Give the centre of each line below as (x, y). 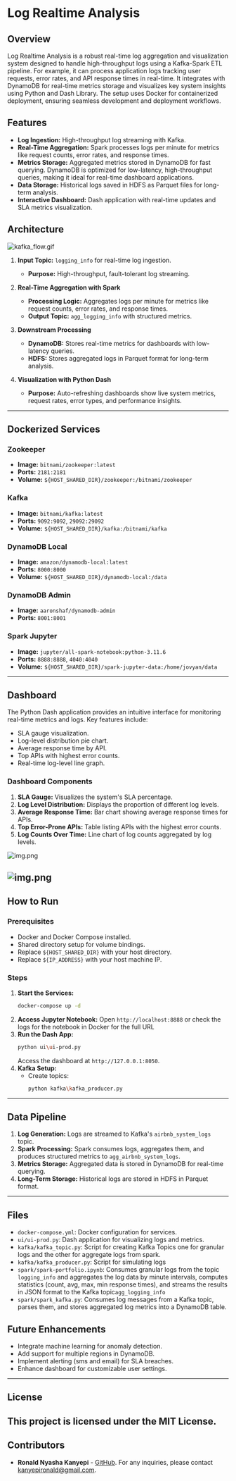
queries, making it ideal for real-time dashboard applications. (106, 177)
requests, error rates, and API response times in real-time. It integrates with (116, 78)
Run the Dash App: (45, 1034)
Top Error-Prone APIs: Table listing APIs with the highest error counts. (119, 826)
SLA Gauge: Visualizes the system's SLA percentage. (95, 797)
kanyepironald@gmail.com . (57, 1470)
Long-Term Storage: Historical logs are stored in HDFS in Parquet (113, 1179)
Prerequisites (31, 922)
